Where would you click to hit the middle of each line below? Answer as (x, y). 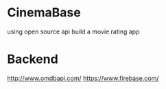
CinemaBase (44, 13)
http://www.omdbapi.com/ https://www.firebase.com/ (83, 78)
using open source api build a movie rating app (73, 31)
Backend (33, 59)
